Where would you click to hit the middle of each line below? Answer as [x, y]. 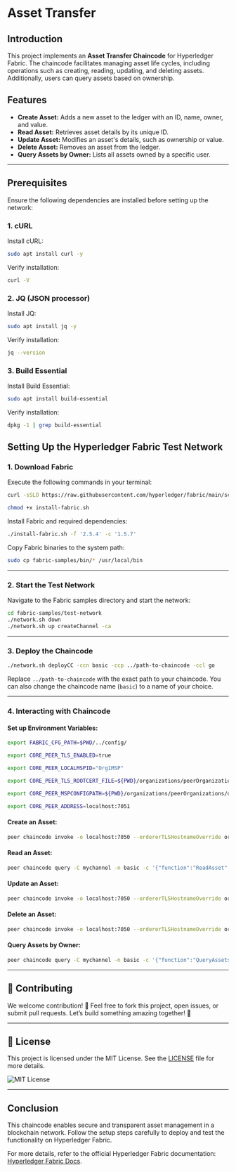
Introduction [35, 39]
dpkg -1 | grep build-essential [54, 425]
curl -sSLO [23, 495]
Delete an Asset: [32, 914]
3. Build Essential [37, 370]
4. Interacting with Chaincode [59, 711]
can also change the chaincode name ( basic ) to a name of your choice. [110, 686]
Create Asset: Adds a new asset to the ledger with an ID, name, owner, [120, 117]
